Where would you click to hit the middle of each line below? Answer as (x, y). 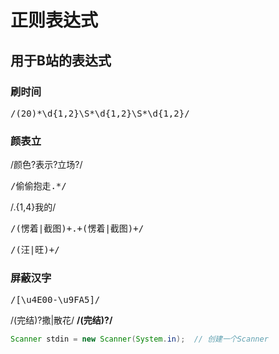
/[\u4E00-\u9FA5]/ (55, 300)
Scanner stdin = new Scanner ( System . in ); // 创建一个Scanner (139, 339)
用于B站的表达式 (61, 60)
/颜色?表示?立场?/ (46, 165)
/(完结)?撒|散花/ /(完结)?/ (61, 320)
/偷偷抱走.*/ (38, 186)
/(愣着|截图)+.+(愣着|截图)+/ (77, 229)
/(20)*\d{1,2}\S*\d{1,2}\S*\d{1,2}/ (100, 113)
